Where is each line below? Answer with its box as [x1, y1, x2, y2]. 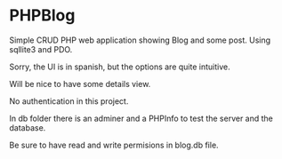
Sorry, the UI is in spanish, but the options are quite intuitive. [9, 61, 230, 72]
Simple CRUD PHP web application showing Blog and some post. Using [9, 35, 271, 45]
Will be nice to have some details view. [9, 78, 151, 89]
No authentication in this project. [9, 95, 129, 107]
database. [9, 122, 46, 133]
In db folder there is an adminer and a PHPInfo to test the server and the [9, 113, 274, 123]
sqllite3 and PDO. [9, 44, 73, 54]
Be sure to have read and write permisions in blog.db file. [9, 139, 220, 150]
